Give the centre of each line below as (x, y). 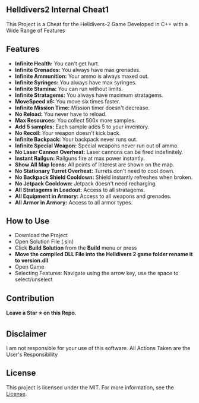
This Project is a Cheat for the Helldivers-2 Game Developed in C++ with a (97, 24)
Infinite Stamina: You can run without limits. (69, 89)
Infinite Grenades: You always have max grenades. (78, 70)
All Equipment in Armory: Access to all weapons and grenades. (93, 196)
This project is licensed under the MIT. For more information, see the (90, 387)
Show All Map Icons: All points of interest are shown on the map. (94, 164)
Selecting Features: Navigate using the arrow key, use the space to (97, 273)
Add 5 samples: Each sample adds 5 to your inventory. (82, 127)
